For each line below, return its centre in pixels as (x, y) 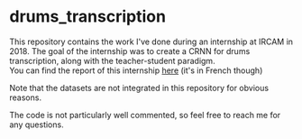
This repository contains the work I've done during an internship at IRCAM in (151, 42)
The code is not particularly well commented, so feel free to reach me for (145, 115)
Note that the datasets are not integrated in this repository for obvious (139, 88)
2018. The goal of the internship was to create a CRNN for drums (130, 51)
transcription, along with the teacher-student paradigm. (112, 60)
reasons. (26, 97)
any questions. (37, 125)
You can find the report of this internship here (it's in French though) (136, 70)
